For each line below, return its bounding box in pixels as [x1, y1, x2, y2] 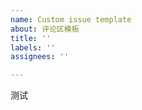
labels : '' [10, 42, 56, 53]
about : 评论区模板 [10, 24, 80, 34]
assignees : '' [10, 52, 70, 62]
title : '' [10, 33, 52, 43]
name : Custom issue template [10, 14, 132, 25]
